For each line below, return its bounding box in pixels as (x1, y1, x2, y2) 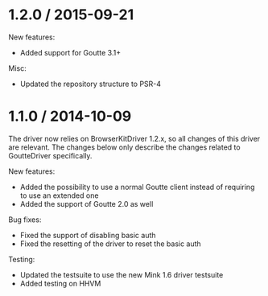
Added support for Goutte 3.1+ (19, 47, 122, 57)
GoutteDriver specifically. (8, 150, 93, 160)
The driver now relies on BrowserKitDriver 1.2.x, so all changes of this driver (8, 134, 261, 143)
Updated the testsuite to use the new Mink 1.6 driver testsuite (19, 269, 224, 279)
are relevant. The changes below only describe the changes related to (8, 142, 241, 152)
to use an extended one (19, 191, 99, 200)
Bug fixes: (8, 215, 42, 224)
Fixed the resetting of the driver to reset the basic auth (19, 239, 201, 249)
